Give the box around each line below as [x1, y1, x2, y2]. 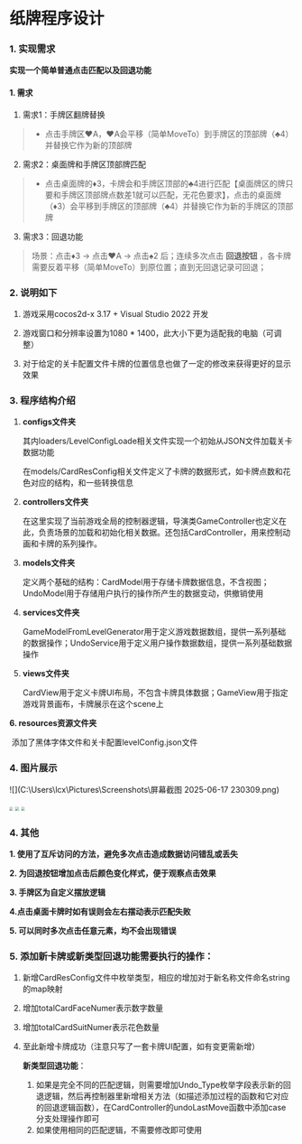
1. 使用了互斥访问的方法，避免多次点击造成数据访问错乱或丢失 [9, 848, 239, 859]
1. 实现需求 [9, 42, 56, 55]
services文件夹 [22, 607, 80, 619]
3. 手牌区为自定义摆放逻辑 [9, 887, 106, 898]
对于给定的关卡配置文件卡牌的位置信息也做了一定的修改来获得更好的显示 [22, 358, 291, 368]
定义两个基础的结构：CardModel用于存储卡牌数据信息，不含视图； [22, 577, 270, 588]
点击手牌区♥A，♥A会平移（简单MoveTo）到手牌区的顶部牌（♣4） [44, 128, 294, 139]
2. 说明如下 [9, 286, 58, 299]
